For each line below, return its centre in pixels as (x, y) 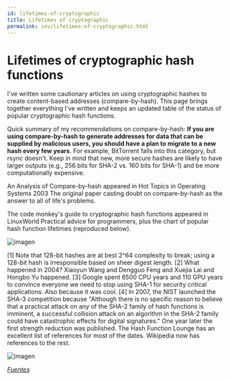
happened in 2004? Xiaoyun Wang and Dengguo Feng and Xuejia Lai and (111, 270)
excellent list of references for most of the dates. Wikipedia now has (104, 336)
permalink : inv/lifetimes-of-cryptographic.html (78, 26)
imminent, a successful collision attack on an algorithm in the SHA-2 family (113, 314)
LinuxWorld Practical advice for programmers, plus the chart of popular (108, 221)
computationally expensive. (46, 173)
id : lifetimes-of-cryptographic (53, 13)
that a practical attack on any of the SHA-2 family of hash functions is (105, 306)
